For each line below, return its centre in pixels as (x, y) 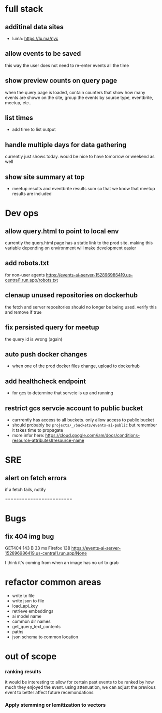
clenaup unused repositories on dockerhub (71, 295)
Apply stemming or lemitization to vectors (55, 705)
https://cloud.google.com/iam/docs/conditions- (93, 435)
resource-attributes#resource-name (48, 440)
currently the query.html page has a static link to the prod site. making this (79, 243)
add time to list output (34, 130)
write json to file (28, 600)
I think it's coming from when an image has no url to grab (62, 562)
